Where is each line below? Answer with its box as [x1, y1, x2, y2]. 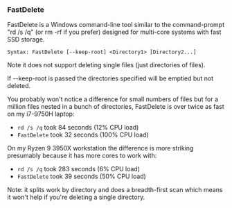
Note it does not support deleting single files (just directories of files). [7, 61, 206, 69]
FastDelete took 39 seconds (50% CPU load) [17, 172, 147, 181]
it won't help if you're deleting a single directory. [7, 193, 145, 202]
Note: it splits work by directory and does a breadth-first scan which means [7, 186, 223, 194]
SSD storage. [7, 35, 45, 44]
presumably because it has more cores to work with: [7, 151, 157, 160]
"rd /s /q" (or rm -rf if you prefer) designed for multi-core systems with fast [7, 28, 222, 36]
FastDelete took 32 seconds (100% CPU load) [17, 130, 149, 139]
